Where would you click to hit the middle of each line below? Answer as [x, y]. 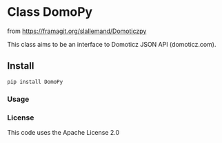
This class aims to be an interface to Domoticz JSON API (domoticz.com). [112, 44]
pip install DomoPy [35, 82]
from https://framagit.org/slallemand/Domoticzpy [77, 31]
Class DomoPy [50, 12]
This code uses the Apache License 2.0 [63, 132]
